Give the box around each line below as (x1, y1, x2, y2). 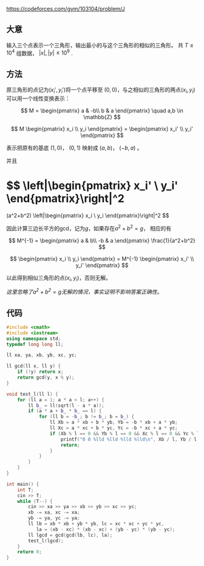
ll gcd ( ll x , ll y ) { (6, 363, 61, 370)
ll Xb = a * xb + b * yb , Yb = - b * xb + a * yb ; (49, 419, 178, 426)
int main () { (6, 481, 39, 487)
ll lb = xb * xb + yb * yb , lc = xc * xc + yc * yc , (28, 521, 165, 527)
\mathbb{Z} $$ (83, 114, 121, 121)
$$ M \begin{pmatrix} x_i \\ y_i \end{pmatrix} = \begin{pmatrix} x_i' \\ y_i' (11, 125, 193, 133)
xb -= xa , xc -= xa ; (28, 509, 80, 516)
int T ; (17, 486, 34, 493)
